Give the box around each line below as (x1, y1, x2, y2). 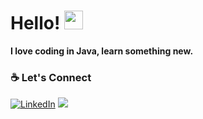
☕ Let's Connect (10, 70, 92, 84)
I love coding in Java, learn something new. (10, 45, 194, 57)
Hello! (10, 12, 61, 35)
